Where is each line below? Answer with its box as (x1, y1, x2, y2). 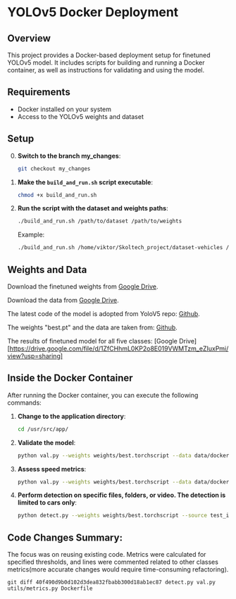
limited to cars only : (17, 498, 77, 507)
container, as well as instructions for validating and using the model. (7, 66, 205, 74)
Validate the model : (17, 438, 76, 447)
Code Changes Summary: (7, 531, 123, 543)
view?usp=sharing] (7, 351, 63, 360)
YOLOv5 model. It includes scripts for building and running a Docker (7, 58, 206, 67)
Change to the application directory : (17, 412, 126, 420)
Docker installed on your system (17, 105, 111, 113)
